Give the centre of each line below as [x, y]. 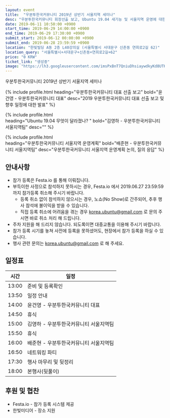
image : [12, 66]
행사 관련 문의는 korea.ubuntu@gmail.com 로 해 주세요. [68, 243]
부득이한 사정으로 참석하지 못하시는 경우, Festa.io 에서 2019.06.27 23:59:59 [88, 186]
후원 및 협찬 [22, 391]
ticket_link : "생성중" [28, 62]
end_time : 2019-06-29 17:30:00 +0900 [45, 33]
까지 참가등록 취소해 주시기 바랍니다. [48, 193]
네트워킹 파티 [42, 352]
